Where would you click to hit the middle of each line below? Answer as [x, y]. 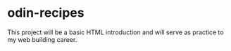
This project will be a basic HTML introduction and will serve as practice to [115, 32]
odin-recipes [46, 13]
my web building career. [42, 39]
